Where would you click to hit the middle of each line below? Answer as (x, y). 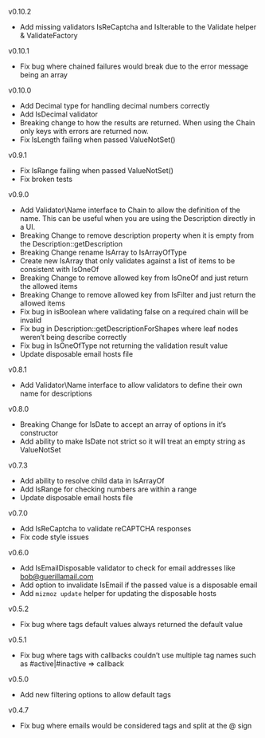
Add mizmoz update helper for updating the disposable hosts (118, 593)
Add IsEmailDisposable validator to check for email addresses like (128, 568)
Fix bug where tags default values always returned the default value (131, 624)
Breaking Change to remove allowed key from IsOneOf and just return (134, 278)
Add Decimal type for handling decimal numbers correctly (115, 106)
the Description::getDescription (71, 244)
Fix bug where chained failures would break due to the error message (134, 66)
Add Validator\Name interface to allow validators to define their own (131, 385)
